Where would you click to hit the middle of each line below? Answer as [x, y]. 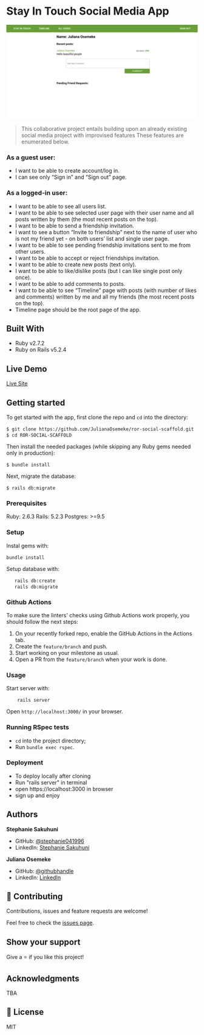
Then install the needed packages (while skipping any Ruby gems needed [99, 447]
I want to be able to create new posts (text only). [76, 264]
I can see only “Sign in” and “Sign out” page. [71, 177]
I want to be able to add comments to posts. [70, 283]
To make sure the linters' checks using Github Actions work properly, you [98, 615]
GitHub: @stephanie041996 [49, 841]
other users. [30, 251]
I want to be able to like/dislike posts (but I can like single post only [99, 271]
